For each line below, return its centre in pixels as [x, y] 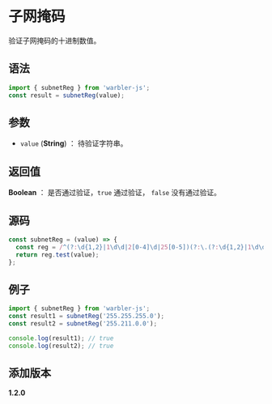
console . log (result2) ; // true [61, 346]
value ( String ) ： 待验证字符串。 [74, 143]
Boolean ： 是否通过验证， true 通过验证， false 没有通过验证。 [115, 193]
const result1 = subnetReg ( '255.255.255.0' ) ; [86, 317]
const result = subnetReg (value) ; [67, 95]
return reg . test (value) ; [57, 255]
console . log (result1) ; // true [61, 338]
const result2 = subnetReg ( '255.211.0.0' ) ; [83, 324]
